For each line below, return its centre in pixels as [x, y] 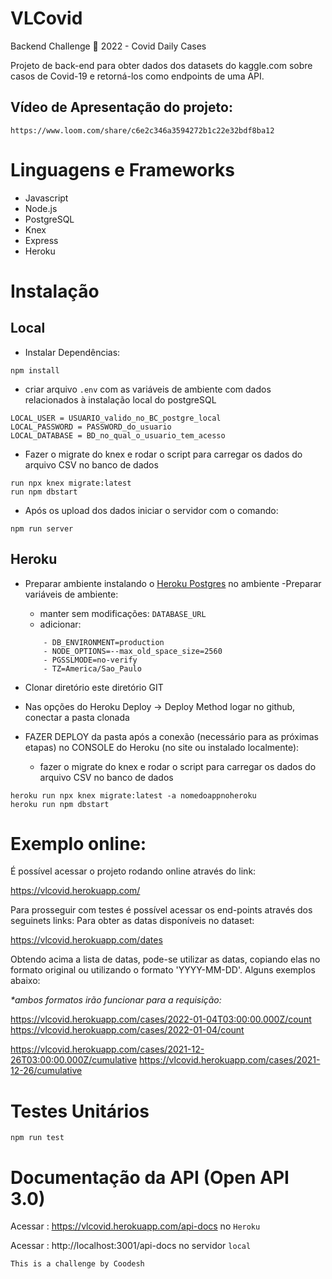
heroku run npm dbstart [60, 804]
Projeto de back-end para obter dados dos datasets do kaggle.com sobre [161, 65]
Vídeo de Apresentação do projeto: [121, 107]
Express [41, 240]
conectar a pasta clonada [77, 717]
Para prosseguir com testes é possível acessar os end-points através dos [161, 910]
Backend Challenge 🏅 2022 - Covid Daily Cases [108, 46]
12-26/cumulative [46, 1071]
